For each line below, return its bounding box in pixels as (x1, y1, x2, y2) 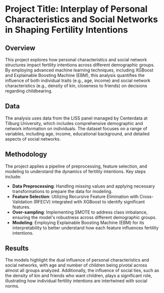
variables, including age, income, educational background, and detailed (5, 131, 150, 137)
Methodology (5, 150, 48, 159)
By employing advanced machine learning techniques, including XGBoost (5, 67, 154, 73)
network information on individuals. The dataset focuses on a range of (5, 125, 147, 131)
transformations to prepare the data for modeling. (12, 188, 113, 194)
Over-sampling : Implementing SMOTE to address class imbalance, (12, 209, 148, 215)
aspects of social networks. (5, 136, 61, 142)
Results (5, 244, 29, 253)
